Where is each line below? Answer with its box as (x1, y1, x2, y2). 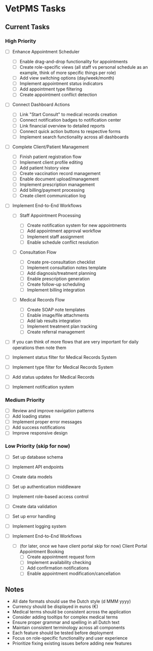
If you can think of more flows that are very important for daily (12, 339, 139, 345)
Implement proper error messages (12, 419, 82, 425)
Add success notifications (12, 425, 66, 431)
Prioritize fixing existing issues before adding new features (12, 641, 132, 647)
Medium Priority (5, 396, 45, 403)
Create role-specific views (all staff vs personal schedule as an (19, 64, 148, 70)
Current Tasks (5, 23, 50, 31)
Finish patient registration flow (19, 154, 82, 160)
